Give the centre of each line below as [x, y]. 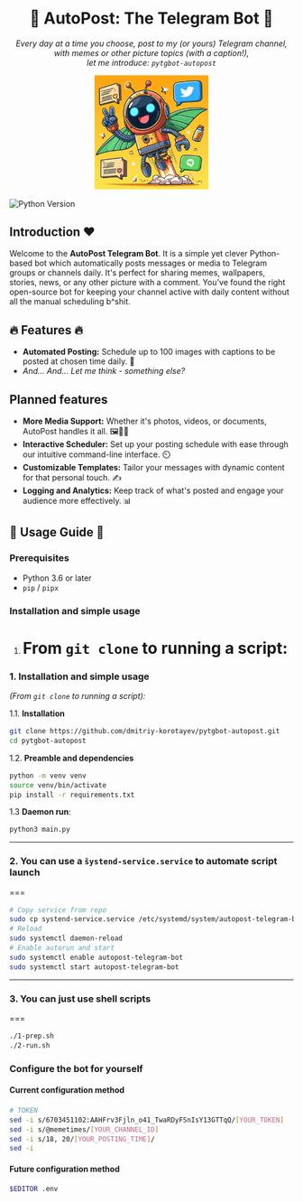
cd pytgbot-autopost [48, 741]
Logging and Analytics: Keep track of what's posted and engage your [153, 490]
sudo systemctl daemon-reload [66, 938]
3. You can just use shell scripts [80, 999]
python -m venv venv [48, 776]
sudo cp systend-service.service [72, 919]
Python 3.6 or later [57, 578]
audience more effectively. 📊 [77, 500]
